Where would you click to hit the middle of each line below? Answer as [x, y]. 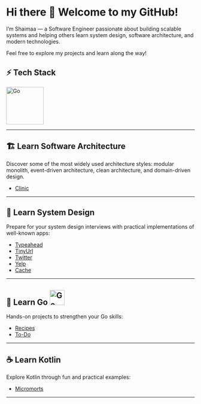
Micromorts [29, 389]
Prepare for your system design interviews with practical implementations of [100, 227]
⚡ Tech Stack [31, 73]
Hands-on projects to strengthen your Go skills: [65, 317]
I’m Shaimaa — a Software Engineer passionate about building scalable [94, 29]
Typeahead [29, 245]
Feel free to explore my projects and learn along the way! [77, 53]
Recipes [25, 328]
